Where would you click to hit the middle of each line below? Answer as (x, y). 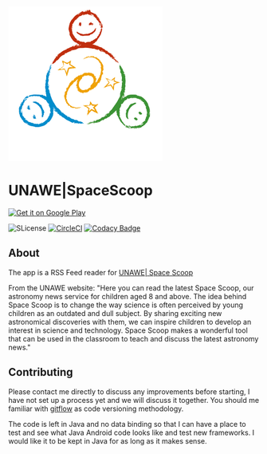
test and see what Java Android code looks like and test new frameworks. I (132, 432)
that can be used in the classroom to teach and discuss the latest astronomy (133, 338)
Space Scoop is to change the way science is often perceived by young (126, 305)
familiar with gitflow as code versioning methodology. (96, 409)
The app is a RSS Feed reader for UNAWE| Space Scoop (101, 272)
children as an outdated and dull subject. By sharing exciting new (115, 313)
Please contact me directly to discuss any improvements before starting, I (129, 391)
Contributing (41, 372)
